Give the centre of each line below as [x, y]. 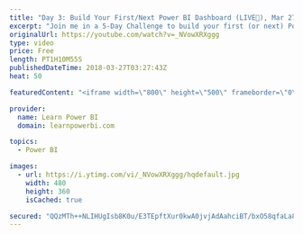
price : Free [32, 51]
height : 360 [48, 191]
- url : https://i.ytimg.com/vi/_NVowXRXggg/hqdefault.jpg [129, 175]
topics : [24, 142]
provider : [28, 109]
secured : [26, 216]
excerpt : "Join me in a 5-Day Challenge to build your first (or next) [147, 26]
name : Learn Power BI [58, 117]
